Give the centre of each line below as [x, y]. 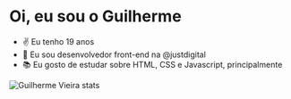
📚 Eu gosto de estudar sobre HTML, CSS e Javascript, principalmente [152, 64]
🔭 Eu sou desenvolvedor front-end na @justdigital [114, 54]
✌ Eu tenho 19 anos [58, 41]
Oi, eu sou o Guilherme [95, 16]
